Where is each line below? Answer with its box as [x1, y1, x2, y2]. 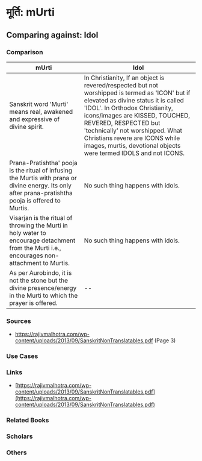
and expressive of [9, 114, 60, 123]
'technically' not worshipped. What [84, 126, 182, 134]
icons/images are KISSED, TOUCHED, [84, 111, 191, 119]
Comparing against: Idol [6, 30, 99, 40]
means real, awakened [9, 107, 73, 116]
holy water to [9, 228, 46, 237]
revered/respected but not [84, 81, 158, 89]
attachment [9, 259, 42, 267]
